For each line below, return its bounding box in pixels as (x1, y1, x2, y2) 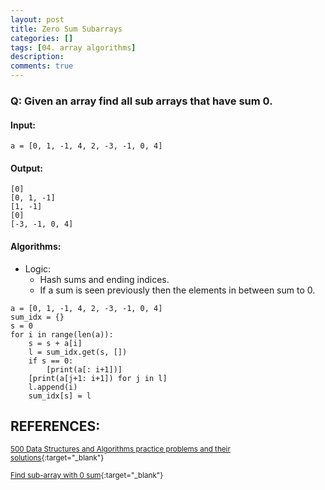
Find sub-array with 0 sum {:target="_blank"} (10, 471, 164, 481)
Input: (10, 119, 36, 131)
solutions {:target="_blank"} (10, 453, 105, 463)
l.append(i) (28, 382, 78, 392)
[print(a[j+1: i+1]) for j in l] (28, 373, 168, 383)
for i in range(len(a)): (10, 329, 114, 340)
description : (10, 52, 65, 62)
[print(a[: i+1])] (46, 364, 123, 375)
